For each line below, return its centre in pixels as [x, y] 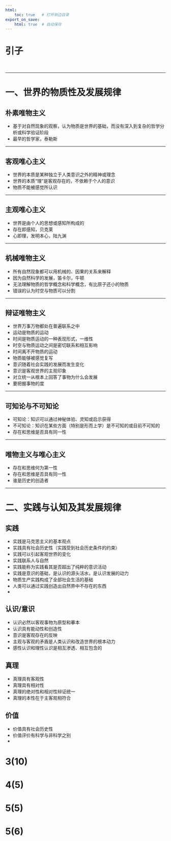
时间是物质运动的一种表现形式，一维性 [53, 339]
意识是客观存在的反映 [35, 635]
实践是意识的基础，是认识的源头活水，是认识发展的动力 [70, 573]
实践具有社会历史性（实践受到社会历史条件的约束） [66, 548]
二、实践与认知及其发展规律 [63, 508]
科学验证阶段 [35, 133]
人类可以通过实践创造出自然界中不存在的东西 [60, 586]
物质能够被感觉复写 [33, 358]
